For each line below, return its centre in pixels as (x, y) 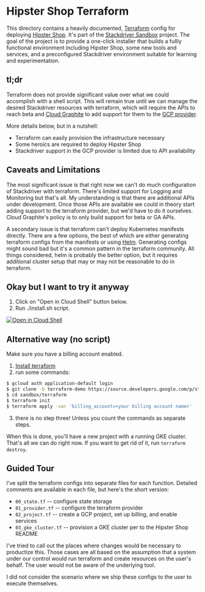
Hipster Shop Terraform (68, 11)
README (27, 534)
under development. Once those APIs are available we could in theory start (100, 204)
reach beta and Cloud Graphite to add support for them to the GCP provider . (102, 114)
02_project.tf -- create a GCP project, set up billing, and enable (96, 514)
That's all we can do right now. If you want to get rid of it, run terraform (96, 443)
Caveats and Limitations (53, 170)
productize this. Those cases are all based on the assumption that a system (101, 552)
